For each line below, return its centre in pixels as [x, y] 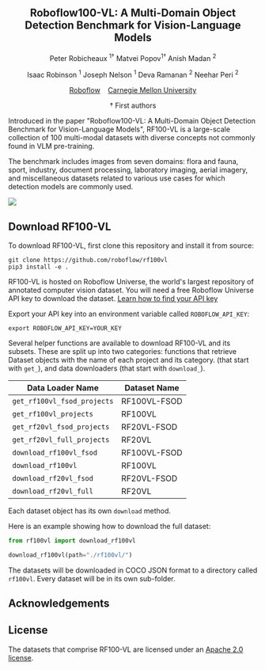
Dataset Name [152, 387]
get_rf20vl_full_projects [61, 440]
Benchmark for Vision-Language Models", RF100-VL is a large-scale [119, 129]
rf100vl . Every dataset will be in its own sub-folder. [92, 578]
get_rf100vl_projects [53, 414]
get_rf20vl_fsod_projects [61, 426]
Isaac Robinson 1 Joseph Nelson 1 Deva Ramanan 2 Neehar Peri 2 [133, 74]
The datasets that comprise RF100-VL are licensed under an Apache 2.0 [126, 649]
